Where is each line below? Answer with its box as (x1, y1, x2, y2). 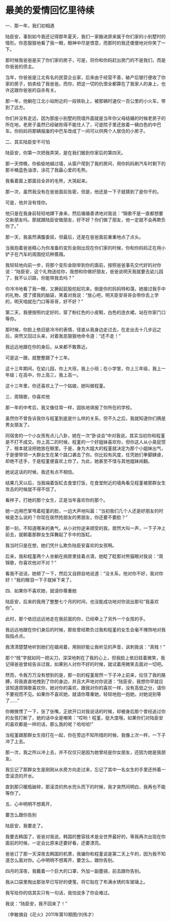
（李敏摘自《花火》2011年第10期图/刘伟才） (5, 911, 97, 917)
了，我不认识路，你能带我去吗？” (5, 274, 75, 281)
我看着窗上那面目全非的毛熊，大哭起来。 (5, 177, 90, 184)
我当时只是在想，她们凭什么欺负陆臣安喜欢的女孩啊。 (5, 542, 117, 548)
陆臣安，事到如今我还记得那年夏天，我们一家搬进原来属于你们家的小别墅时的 (5, 33, 166, 39)
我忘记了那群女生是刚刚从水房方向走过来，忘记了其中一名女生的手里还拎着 (5, 766, 161, 772)
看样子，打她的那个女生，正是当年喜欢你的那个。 (5, 497, 108, 503)
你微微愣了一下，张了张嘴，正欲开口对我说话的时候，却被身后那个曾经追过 (5, 708, 161, 714)
